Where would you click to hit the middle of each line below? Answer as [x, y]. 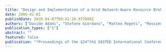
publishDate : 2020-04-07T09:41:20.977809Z [49, 19]
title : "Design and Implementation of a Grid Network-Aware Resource [78, 10]
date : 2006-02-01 [23, 14]
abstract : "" [19, 33]
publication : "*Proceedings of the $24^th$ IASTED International [74, 42]
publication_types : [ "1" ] [32, 28]
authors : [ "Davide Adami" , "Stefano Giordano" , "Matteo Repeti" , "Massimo [84, 24]
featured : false [22, 38]
